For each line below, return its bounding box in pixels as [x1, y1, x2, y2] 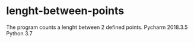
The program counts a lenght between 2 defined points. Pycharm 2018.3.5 [6, 24, 188, 31]
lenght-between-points [6, 4, 125, 18]
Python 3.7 [6, 29, 33, 37]
